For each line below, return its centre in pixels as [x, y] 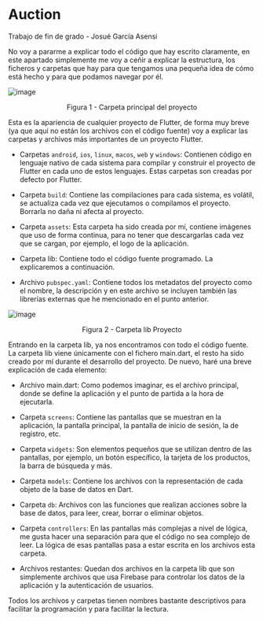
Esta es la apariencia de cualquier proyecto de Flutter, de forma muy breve [129, 122]
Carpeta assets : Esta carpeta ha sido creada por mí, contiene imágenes [135, 227]
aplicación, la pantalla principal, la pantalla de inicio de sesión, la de [129, 425]
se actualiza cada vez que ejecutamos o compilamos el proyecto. [125, 203]
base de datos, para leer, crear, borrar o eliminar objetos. [111, 512]
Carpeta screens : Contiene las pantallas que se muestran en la [121, 417]
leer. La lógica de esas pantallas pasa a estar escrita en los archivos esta [137, 545]
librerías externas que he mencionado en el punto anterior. [114, 299]
